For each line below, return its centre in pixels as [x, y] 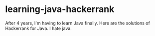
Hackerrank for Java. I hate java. [39, 28]
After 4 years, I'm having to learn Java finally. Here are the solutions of [78, 23]
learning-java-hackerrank [60, 9]
